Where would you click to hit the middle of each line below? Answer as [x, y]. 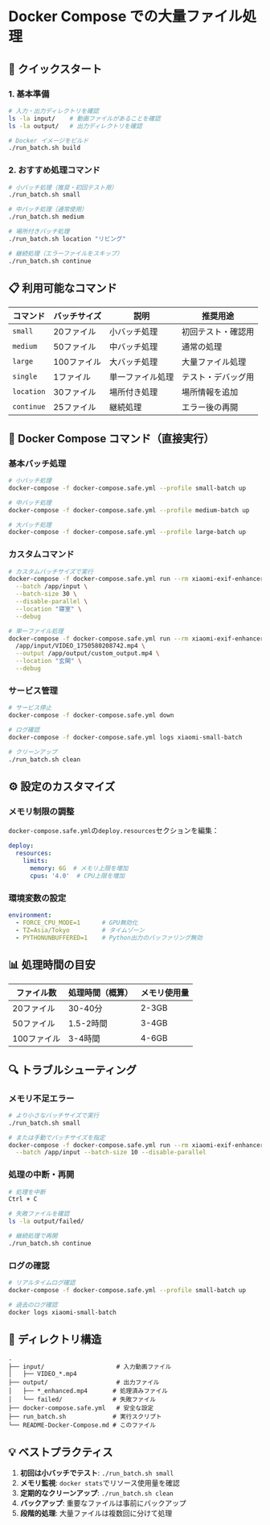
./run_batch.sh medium [46, 217]
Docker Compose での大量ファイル [125, 17]
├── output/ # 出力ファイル [84, 1382]
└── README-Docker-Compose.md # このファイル [82, 1426]
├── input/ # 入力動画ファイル [90, 1367]
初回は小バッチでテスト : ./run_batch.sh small [97, 1473]
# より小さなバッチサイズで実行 [54, 1115]
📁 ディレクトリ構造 [55, 1339]
